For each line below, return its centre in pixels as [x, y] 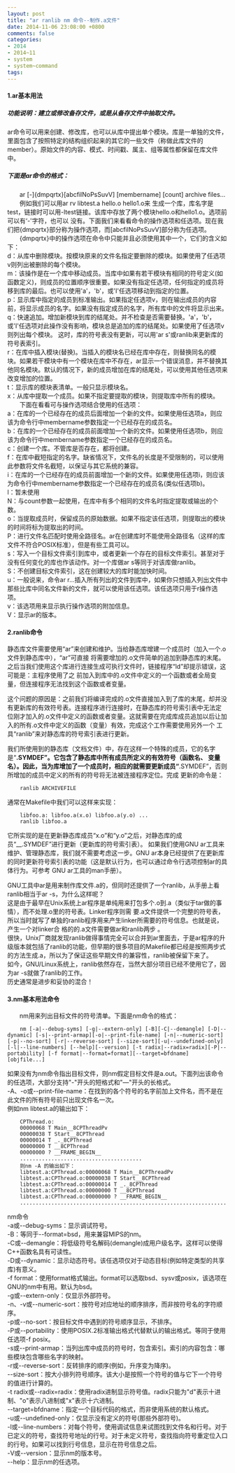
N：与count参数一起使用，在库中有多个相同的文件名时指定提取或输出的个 [113, 501]
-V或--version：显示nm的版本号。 [56, 1453]
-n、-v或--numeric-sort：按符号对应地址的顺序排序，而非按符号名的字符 [112, 1304]
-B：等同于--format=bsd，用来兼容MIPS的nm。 [76, 1234]
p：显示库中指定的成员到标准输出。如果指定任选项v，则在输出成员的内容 [112, 300]
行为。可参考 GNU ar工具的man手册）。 [69, 871]
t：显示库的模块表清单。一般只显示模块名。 [70, 387]
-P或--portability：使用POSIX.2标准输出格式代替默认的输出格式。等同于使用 [116, 1331]
